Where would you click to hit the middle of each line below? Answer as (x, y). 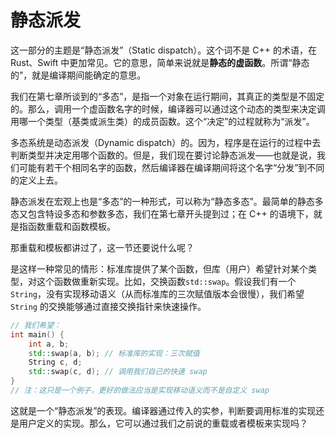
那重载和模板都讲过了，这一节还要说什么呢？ (102, 247)
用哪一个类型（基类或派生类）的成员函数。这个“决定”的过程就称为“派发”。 (162, 121)
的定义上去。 (36, 180)
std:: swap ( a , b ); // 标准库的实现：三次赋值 (114, 353)
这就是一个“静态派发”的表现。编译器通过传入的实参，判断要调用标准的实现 (163, 410)
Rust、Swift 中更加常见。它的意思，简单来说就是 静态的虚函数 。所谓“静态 (160, 62)
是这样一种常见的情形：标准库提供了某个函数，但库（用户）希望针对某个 (159, 268)
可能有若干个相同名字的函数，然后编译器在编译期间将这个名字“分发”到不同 (171, 167)
